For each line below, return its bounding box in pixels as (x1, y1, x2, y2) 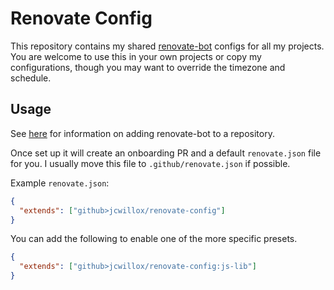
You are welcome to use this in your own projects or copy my (10, 50, 262, 62)
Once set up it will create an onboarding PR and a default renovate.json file (10, 147, 322, 159)
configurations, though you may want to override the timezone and (10, 61, 286, 73)
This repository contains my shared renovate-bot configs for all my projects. (10, 40, 325, 52)
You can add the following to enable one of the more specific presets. (10, 233, 298, 245)
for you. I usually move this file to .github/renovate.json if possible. (10, 157, 291, 169)
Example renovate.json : (10, 177, 110, 189)
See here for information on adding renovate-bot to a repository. (10, 127, 275, 139)
